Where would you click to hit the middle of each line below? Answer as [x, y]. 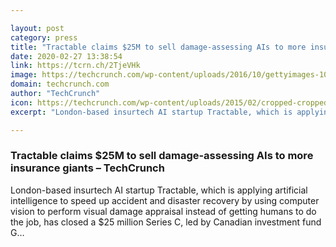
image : [24, 75]
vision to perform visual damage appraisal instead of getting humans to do [163, 211]
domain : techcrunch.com [60, 84]
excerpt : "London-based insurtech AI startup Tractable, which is [151, 112]
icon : [21, 102]
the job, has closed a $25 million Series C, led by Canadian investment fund [166, 222]
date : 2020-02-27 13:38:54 [66, 56]
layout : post [37, 28]
